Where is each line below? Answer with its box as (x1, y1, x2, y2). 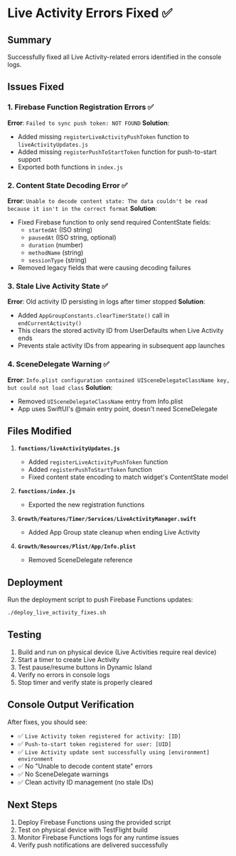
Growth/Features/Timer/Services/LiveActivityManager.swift (17, 515, 197, 523)
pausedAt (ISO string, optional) (28, 233, 117, 242)
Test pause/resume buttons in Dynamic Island (17, 663, 152, 671)
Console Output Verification (7, 698, 134, 711)
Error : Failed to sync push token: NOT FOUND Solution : (7, 118, 170, 127)
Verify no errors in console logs (17, 670, 110, 679)
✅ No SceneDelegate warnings (17, 770, 109, 778)
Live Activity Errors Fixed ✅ (7, 5, 173, 21)
